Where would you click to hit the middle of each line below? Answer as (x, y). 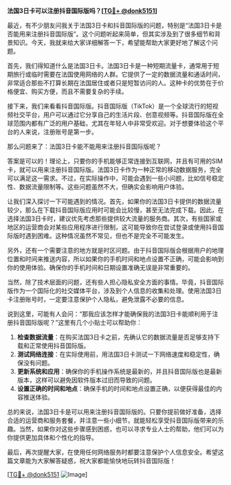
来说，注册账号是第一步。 (61, 132)
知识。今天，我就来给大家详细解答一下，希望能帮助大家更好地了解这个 (112, 43)
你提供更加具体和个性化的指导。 (52, 438)
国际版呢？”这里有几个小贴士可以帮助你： (84, 323)
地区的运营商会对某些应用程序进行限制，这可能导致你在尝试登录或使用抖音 (112, 227)
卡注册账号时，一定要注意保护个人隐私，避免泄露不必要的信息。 (97, 299)
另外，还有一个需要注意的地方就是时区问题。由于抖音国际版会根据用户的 (109, 250)
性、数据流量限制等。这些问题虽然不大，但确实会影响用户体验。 (97, 187)
